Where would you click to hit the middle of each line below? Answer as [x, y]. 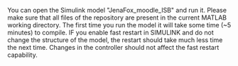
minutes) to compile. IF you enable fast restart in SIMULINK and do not [111, 32]
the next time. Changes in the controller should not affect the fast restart [113, 47]
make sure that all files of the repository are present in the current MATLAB [117, 18]
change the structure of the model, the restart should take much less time [115, 40]
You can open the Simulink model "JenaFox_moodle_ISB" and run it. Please [117, 10]
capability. [22, 55]
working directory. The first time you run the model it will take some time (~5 [119, 25]
